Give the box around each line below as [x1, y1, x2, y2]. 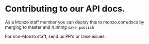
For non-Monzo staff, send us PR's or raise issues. [5, 33, 106, 39]
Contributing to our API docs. [5, 3, 125, 14]
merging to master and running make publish [5, 24, 95, 30]
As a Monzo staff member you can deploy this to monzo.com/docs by [5, 19, 145, 25]
